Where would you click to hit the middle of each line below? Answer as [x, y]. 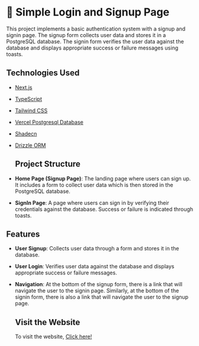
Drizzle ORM [30, 145]
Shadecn [26, 133]
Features [23, 234]
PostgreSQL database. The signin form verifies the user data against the [95, 41]
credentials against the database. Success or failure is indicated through [104, 209]
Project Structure [48, 164]
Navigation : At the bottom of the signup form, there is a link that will [99, 284]
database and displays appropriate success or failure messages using [92, 48]
